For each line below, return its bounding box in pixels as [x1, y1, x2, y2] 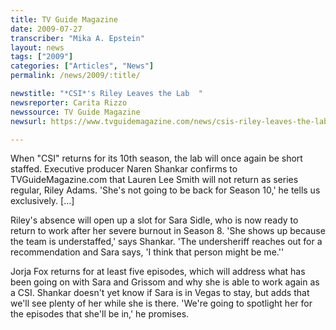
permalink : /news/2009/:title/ [10, 71, 141, 81]
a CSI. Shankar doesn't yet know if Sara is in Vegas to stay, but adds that [10, 287, 310, 299]
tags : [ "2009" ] [10, 52, 74, 62]
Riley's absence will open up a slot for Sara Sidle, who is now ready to [10, 214, 299, 226]
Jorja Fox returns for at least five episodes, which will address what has [10, 266, 306, 278]
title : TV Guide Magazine [10, 14, 118, 25]
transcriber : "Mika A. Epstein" [10, 33, 145, 43]
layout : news [10, 42, 65, 53]
